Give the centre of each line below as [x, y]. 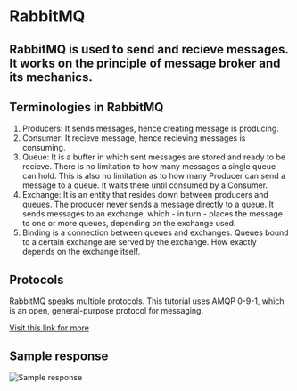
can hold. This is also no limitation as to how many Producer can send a [154, 176]
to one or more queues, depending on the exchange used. [129, 224]
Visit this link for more [49, 328]
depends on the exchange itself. [81, 252]
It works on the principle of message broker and [145, 63]
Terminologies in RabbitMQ [87, 107]
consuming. [44, 148]
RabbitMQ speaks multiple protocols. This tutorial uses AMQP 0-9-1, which [147, 301]
